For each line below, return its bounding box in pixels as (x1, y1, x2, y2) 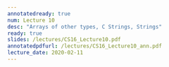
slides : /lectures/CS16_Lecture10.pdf (7, 36, 121, 43)
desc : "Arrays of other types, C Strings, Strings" (7, 23, 162, 30)
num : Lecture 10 (7, 17, 55, 24)
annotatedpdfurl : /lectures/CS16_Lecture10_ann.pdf (7, 43, 162, 50)
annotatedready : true (7, 10, 71, 17)
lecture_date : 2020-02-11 (7, 50, 83, 57)
